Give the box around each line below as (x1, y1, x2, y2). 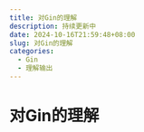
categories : (9, 47, 54, 56)
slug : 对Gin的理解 (9, 38, 74, 48)
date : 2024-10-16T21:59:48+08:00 (9, 30, 136, 39)
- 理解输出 (17, 64, 53, 73)
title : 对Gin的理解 (9, 13, 78, 23)
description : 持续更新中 (9, 22, 97, 31)
